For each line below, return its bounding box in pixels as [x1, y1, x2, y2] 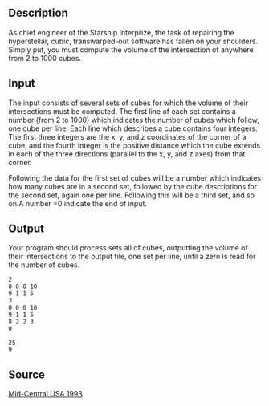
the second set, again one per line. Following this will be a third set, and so [8, 190, 255, 200]
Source [8, 367, 46, 381]
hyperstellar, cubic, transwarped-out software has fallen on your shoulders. [8, 36, 259, 46]
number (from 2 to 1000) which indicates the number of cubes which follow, [8, 115, 259, 124]
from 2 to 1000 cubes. [8, 53, 82, 63]
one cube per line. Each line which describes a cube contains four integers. [8, 124, 259, 133]
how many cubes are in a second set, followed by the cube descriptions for [8, 181, 258, 191]
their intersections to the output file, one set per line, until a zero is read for [8, 252, 256, 262]
